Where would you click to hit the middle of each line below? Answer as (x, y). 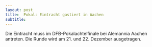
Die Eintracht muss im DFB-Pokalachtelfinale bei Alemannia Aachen (76, 34)
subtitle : (16, 19)
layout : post (19, 10)
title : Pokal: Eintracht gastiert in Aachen (54, 15)
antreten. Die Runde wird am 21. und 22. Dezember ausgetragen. (73, 39)
